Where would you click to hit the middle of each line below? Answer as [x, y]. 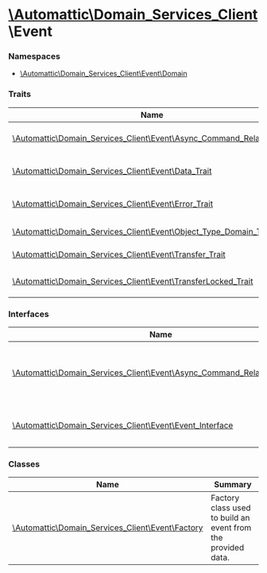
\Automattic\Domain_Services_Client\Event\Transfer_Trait [119, 254]
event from [231, 528]
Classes [24, 464]
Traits [20, 95]
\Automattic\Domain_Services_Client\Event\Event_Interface [123, 425]
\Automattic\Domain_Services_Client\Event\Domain [103, 74]
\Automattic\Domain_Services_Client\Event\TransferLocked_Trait [133, 281]
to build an [230, 518]
